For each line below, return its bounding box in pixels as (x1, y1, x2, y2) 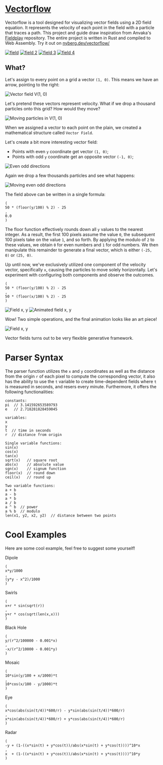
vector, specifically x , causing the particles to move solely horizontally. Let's (5, 266, 158, 273)
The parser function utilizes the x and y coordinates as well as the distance (5, 368, 155, 374)
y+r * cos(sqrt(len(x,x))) (5, 611, 60, 617)
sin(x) (5, 445, 18, 450)
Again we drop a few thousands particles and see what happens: (5, 173, 135, 178)
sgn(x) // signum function (5, 466, 67, 471)
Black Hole (5, 625, 27, 630)
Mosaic (5, 660, 20, 665)
